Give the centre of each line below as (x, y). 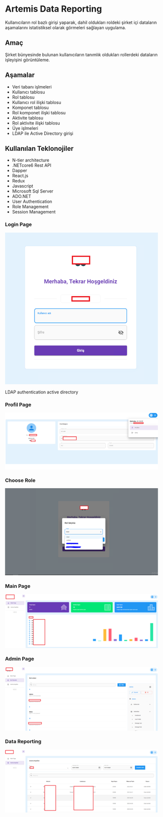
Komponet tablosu (30, 107)
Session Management (34, 212)
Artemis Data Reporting (54, 9)
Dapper (20, 171)
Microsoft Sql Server (33, 191)
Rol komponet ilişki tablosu (39, 112)
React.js (20, 176)
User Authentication (32, 202)
